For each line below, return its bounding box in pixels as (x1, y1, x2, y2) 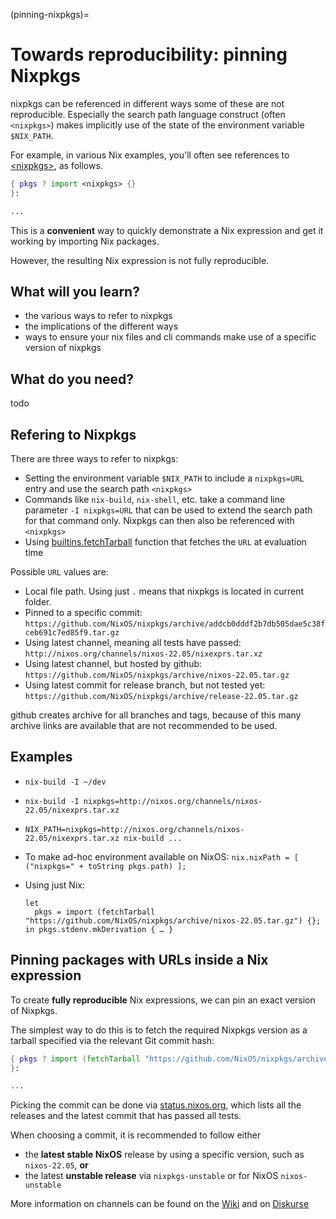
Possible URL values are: (10, 566, 109, 578)
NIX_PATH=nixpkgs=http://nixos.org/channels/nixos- (24, 824, 245, 834)
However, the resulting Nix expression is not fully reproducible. (10, 254, 270, 266)
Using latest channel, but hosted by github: (24, 658, 203, 669)
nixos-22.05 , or (24, 1159, 89, 1171)
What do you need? (10, 370, 135, 388)
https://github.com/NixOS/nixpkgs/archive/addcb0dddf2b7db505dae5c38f (24, 619, 326, 629)
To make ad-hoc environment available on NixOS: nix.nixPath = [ (24, 850, 299, 863)
